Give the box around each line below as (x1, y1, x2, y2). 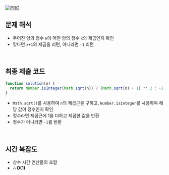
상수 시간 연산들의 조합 (12, 159, 58, 165)
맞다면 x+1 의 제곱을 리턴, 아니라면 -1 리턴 (12, 41, 94, 47)
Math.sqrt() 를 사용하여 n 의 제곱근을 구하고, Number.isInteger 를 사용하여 (12, 100, 158, 106)
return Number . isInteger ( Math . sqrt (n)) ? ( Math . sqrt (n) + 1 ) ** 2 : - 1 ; (10, 86, 166, 91)
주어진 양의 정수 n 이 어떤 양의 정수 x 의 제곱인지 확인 (12, 35, 115, 41)
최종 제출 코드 (5, 67, 45, 76)
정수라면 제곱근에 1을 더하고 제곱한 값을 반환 (12, 112, 99, 119)
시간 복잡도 (5, 145, 38, 153)
